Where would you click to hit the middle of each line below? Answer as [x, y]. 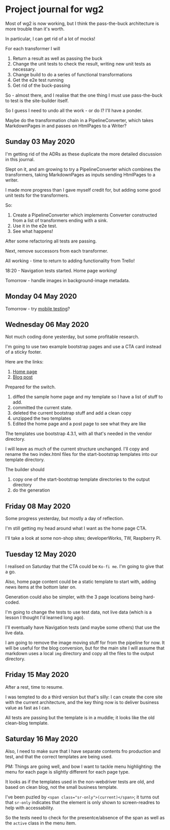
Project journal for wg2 [55, 9]
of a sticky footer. [24, 352]
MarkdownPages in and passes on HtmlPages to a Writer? [66, 126]
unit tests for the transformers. [37, 195]
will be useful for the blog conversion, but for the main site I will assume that [85, 648]
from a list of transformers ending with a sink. [60, 220]
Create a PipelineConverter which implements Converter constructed [85, 215]
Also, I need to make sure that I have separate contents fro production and [83, 751]
